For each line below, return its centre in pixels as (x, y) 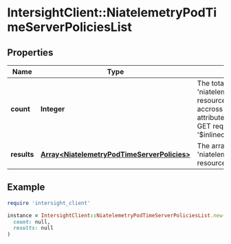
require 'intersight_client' (49, 203)
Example (26, 187)
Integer (53, 109)
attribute (211, 118)
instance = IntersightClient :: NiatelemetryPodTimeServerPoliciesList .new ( (117, 215)
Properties (30, 52)
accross (210, 109)
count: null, (32, 222)
